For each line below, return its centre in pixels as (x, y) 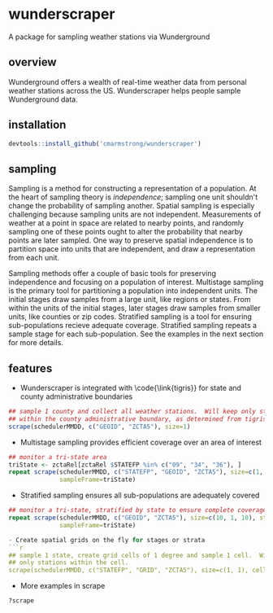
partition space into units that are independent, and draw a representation (132, 249)
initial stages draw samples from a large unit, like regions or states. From (130, 300)
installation (37, 125)
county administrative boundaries (76, 396)
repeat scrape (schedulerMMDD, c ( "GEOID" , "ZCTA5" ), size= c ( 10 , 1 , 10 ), (132, 518)
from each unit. (34, 258)
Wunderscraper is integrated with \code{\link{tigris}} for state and (131, 388)
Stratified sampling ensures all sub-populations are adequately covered (140, 495)
